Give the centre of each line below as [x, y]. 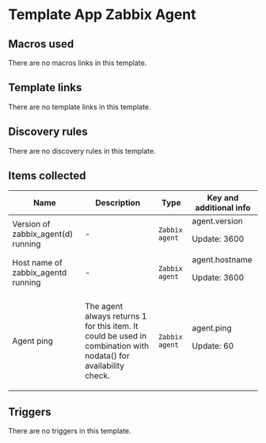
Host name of [38, 263]
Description [118, 203]
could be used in [116, 336]
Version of [31, 224]
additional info [223, 208]
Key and [223, 198]
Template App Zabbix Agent [102, 15]
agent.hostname [222, 260]
